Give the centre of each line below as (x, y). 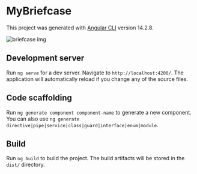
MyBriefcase (39, 11)
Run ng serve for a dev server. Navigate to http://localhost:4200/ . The (95, 73)
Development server (45, 58)
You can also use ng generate (43, 119)
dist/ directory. (26, 165)
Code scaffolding (39, 98)
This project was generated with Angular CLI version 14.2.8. (80, 28)
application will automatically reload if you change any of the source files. (97, 79)
